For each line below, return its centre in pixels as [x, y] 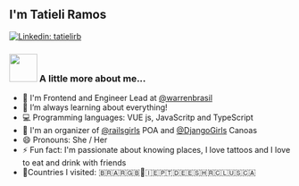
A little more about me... [92, 78]
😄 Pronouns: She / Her [65, 140]
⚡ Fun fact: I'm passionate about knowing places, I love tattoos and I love [156, 150]
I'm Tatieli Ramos [58, 15]
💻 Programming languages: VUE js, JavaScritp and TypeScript [137, 118]
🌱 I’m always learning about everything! [95, 107]
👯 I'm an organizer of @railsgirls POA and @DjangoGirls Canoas [139, 131]
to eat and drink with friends [74, 163]
